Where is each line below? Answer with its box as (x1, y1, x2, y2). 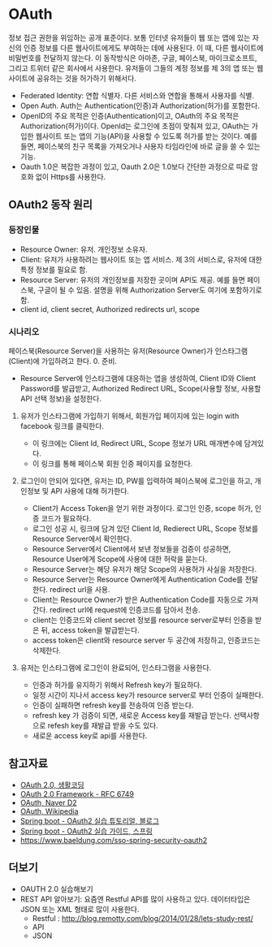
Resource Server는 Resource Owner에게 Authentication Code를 (32, 574, 244, 584)
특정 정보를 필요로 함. (19, 265, 88, 275)
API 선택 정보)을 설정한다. (19, 393, 102, 403)
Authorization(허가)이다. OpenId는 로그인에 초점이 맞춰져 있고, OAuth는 (19, 121, 250, 131)
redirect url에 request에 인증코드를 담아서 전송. (50, 604, 201, 614)
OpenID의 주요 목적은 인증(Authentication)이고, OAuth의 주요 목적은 (19, 110, 240, 120)
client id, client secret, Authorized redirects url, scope (19, 304, 201, 314)
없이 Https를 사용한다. (35, 171, 106, 181)
